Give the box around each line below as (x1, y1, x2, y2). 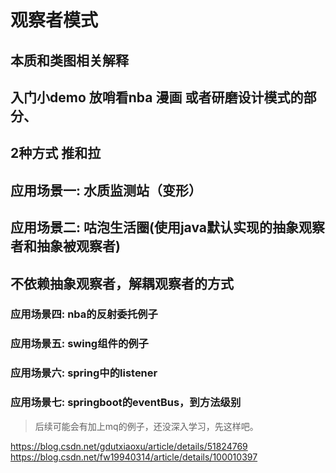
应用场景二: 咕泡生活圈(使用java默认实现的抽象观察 (10, 219, 326, 236)
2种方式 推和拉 (10, 145, 102, 162)
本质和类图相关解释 (10, 52, 129, 69)
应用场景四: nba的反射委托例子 (10, 307, 158, 321)
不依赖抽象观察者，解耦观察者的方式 (10, 275, 234, 292)
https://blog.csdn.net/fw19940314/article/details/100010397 (10, 451, 258, 463)
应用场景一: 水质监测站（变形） (10, 182, 202, 199)
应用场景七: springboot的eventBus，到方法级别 (10, 396, 242, 410)
